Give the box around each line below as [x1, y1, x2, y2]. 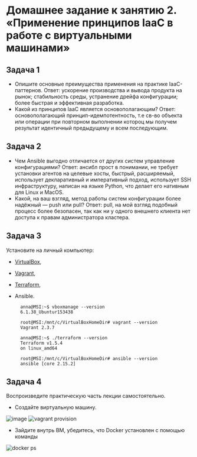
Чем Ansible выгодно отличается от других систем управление [14, 157, 175, 164]
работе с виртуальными [6, 29, 132, 42]
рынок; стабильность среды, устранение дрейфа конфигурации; [14, 93, 178, 100]
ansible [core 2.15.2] [20, 361, 76, 367]
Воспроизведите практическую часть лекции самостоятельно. [6, 393, 166, 400]
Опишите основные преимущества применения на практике [14, 80, 168, 87]
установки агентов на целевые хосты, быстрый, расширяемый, [14, 170, 175, 177]
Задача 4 [6, 377, 42, 387]
